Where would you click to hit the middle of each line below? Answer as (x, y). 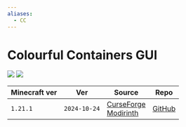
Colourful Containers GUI (82, 55)
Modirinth (122, 113)
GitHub (164, 109)
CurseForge (126, 105)
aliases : (20, 14)
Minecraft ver (34, 93)
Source (126, 93)
